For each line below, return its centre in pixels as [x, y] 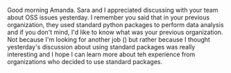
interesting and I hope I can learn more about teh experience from [101, 54]
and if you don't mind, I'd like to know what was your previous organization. [115, 32]
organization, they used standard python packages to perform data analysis [115, 25]
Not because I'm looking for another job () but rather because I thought [109, 40]
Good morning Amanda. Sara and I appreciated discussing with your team [113, 10]
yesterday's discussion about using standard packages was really [101, 47]
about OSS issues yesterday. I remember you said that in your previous [109, 17]
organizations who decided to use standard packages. [85, 62]
